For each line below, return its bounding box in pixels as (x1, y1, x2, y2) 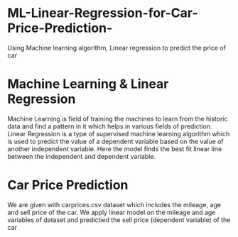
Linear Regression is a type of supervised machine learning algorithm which (7, 129, 230, 138)
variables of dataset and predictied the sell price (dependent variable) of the (7, 215, 231, 224)
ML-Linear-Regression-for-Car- (7, 5, 198, 21)
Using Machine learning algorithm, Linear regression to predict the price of (7, 43, 226, 52)
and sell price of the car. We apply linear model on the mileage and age (7, 208, 216, 216)
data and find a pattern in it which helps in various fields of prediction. (7, 122, 212, 131)
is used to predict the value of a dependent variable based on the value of (7, 137, 224, 145)
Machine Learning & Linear (7, 76, 169, 92)
